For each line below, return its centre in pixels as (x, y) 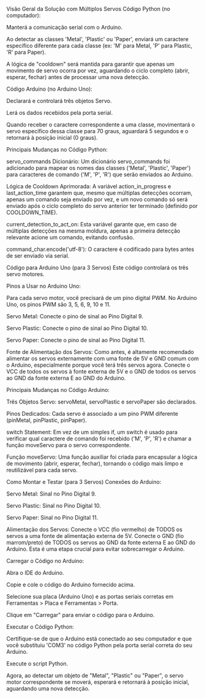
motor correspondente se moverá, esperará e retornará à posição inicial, (98, 682)
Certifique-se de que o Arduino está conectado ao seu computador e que (99, 639)
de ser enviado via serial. (38, 256)
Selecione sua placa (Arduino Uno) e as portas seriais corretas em (90, 596)
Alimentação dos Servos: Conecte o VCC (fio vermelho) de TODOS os (94, 529)
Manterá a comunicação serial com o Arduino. (65, 27)
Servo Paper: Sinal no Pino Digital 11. (52, 517)
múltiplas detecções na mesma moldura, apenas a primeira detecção (93, 231)
